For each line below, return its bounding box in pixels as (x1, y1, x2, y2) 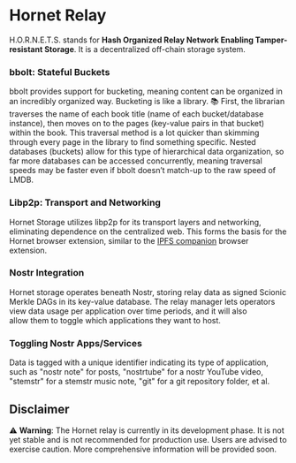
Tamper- (254, 34, 288, 45)
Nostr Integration (9, 267, 85, 279)
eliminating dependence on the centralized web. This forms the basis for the (9, 226, 287, 237)
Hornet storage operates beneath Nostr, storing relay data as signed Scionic (9, 286, 287, 297)
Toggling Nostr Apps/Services (9, 337, 143, 349)
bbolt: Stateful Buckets (9, 65, 110, 78)
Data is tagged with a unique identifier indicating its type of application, (9, 357, 269, 368)
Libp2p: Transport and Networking (9, 196, 162, 209)
